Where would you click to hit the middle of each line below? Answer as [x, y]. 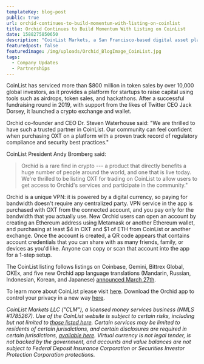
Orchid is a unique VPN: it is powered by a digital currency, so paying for [97, 197]
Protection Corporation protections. [51, 355]
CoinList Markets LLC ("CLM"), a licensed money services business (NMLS [100, 309]
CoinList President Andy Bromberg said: [56, 154]
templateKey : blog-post [36, 12]
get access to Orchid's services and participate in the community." [104, 185]
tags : [13, 57]
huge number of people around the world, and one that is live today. [106, 172]
